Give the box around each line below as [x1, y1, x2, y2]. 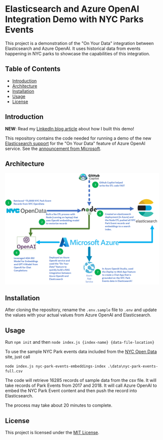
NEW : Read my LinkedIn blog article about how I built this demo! [5, 126, 134, 131]
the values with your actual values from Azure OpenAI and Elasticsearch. [5, 312, 151, 318]
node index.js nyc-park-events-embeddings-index [5, 364, 106, 369]
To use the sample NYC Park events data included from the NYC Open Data [5, 349, 157, 355]
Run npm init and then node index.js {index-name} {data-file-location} [5, 339, 155, 345]
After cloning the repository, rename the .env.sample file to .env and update [5, 307, 157, 313]
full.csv [5, 369, 23, 374]
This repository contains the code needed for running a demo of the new [5, 135, 152, 141]
